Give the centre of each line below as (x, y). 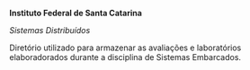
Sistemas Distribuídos (50, 30)
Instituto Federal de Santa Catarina (76, 13)
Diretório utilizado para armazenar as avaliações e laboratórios (125, 48)
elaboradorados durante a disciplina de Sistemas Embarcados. (125, 57)
